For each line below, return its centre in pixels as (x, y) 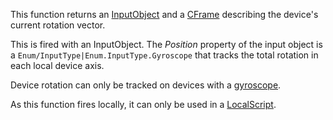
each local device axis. (57, 65)
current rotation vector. (58, 25)
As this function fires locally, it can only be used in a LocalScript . (143, 104)
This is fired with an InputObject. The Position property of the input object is (166, 44)
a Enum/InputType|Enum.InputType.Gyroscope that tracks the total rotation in (164, 55)
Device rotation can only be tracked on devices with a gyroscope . (146, 85)
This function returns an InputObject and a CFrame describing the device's (164, 14)
